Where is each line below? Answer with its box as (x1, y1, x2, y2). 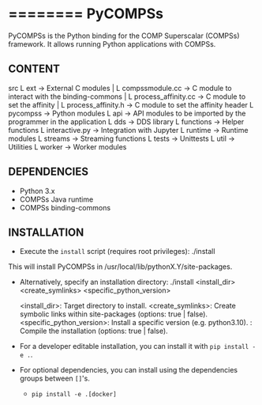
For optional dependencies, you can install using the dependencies (19, 365, 238, 375)
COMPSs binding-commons (19, 202, 111, 212)
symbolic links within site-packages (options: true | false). (19, 309, 208, 319)
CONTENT (8, 62, 61, 76)
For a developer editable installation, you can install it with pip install (19, 342, 249, 351)
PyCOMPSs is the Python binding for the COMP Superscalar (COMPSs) (8, 31, 240, 40)
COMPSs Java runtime (19, 195, 94, 204)
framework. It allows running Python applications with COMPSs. (8, 39, 216, 48)
